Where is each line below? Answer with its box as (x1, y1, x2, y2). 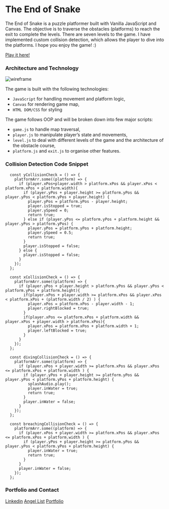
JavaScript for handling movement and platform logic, (12, 96, 125, 102)
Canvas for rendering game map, (12, 101, 80, 107)
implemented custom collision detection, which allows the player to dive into (5, 37, 164, 43)
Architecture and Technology (5, 65, 79, 72)
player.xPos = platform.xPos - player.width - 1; (27, 301, 135, 306)
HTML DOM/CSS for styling (12, 107, 62, 113)
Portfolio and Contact (5, 487, 59, 494)
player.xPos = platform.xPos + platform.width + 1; (27, 323, 139, 328)
